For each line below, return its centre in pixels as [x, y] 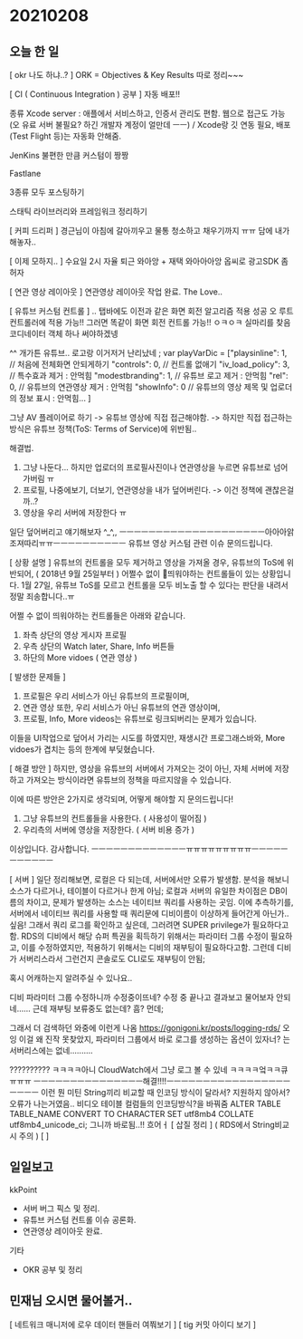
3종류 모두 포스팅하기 [47, 192]
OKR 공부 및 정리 [52, 1269]
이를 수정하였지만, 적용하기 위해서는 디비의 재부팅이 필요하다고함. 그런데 [148, 947]
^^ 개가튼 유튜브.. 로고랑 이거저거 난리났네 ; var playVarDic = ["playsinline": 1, [148, 353]
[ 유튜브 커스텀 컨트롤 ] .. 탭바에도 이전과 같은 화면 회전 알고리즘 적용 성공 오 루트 [151, 311]
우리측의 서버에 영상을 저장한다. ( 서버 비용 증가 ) [109, 829]
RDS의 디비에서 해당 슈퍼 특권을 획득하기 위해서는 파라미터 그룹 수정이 [145, 936]
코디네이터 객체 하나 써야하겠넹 [64, 333]
